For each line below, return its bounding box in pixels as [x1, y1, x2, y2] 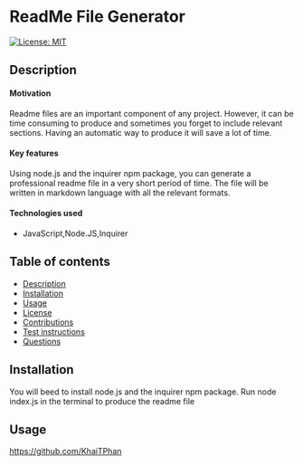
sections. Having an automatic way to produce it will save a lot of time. [9, 127, 272, 138]
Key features [9, 147, 59, 159]
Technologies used [9, 208, 83, 219]
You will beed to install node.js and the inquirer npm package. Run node [9, 386, 277, 397]
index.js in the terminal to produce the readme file [9, 395, 195, 406]
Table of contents [9, 254, 110, 270]
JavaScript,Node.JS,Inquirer [22, 228, 128, 239]
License [22, 307, 52, 318]
